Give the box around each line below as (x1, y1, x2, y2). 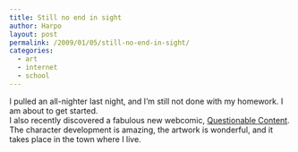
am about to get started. (9, 105, 98, 116)
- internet (17, 63, 58, 72)
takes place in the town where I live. (9, 133, 141, 144)
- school (17, 72, 50, 80)
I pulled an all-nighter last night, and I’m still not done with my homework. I (9, 96, 284, 106)
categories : (9, 46, 54, 55)
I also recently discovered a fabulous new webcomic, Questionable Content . (9, 114, 290, 125)
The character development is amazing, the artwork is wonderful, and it (9, 124, 273, 135)
